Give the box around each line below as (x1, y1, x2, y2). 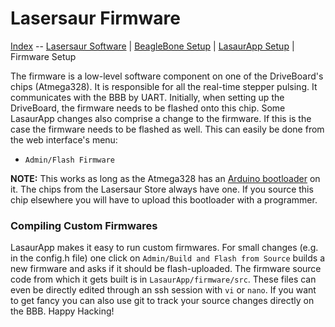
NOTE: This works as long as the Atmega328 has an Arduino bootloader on (10, 172, 321, 184)
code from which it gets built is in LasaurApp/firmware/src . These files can (10, 273, 317, 286)
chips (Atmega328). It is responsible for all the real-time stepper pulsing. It (10, 80, 318, 92)
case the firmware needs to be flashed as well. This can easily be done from (10, 123, 325, 135)
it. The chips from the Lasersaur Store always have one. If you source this (10, 183, 314, 195)
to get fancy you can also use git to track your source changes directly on (10, 295, 315, 307)
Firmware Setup (10, 50, 77, 62)
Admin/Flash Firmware (24, 155, 115, 165)
